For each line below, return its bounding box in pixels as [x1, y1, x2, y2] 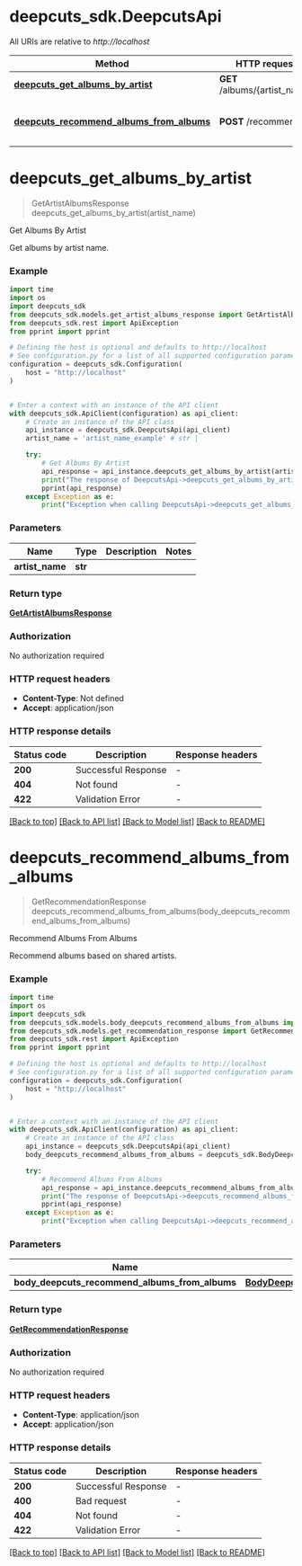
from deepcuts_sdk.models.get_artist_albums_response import [9, 310, 244, 319]
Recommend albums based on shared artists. [9, 950, 177, 961]
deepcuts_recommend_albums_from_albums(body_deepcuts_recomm [31, 905, 290, 916]
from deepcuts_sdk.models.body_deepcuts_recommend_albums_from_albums [9, 1018, 280, 1027]
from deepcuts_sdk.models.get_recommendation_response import [9, 1027, 247, 1036]
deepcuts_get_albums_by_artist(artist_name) [31, 207, 196, 218]
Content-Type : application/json [22, 1410, 139, 1420]
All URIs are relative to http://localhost [9, 36, 150, 47]
